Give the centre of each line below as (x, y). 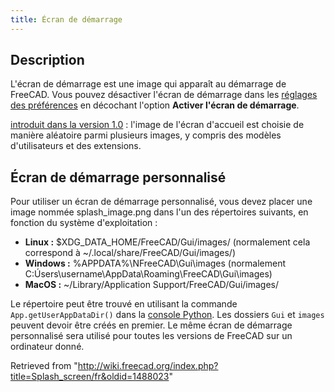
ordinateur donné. (47, 347)
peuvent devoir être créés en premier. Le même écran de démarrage (151, 325)
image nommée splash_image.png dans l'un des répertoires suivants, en (159, 212)
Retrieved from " (44, 366)
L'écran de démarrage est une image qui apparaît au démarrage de (148, 84)
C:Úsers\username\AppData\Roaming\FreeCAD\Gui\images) (148, 274)
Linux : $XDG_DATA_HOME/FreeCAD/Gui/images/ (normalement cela (167, 242)
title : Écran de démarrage (66, 19)
